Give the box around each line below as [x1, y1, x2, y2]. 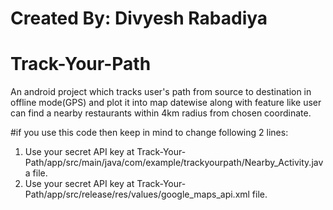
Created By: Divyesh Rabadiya [10, 7, 268, 30]
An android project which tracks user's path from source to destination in [10, 86, 312, 98]
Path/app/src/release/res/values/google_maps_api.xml [24, 188, 250, 201]
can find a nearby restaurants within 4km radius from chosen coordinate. [10, 107, 312, 119]
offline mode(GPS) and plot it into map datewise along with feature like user [10, 97, 322, 109]
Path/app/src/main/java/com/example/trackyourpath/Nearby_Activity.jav [24, 157, 324, 169]
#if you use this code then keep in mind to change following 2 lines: [10, 127, 289, 139]
